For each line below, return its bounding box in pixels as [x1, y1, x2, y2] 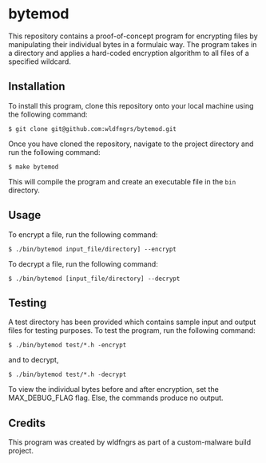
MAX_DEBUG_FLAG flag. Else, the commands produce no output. [8, 393, 224, 403]
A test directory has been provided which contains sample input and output [8, 317, 256, 327]
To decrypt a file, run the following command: [8, 259, 158, 268]
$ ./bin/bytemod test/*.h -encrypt [8, 341, 127, 350]
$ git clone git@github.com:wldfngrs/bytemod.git [8, 125, 177, 133]
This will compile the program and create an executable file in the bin [8, 176, 236, 186]
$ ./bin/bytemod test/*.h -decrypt [8, 370, 127, 379]
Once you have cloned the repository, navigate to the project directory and [8, 139, 254, 148]
